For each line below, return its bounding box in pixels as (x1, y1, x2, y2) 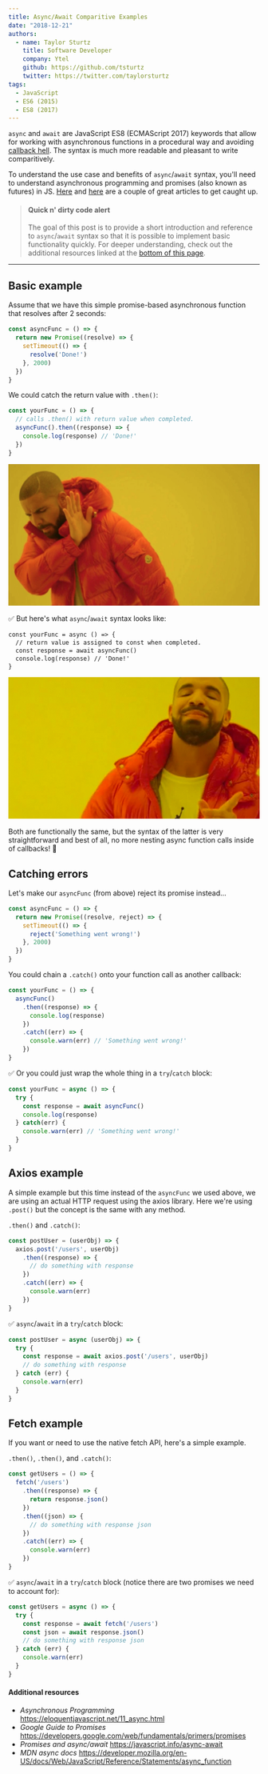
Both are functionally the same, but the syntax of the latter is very (8, 827, 223, 836)
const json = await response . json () (22, 1628, 145, 1636)
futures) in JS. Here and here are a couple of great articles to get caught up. (8, 186, 258, 196)
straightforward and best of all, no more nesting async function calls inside (8, 835, 254, 845)
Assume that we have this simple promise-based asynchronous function (8, 300, 246, 310)
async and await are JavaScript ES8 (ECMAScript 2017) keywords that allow (8, 129, 257, 138)
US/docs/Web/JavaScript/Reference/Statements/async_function (19, 1756, 232, 1766)
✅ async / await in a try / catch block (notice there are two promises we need (8, 1577, 254, 1587)
